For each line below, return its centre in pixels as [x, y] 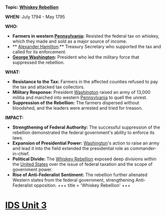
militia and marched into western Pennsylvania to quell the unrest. [80, 97]
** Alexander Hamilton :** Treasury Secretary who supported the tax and [87, 46]
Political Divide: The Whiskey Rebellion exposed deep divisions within [84, 159]
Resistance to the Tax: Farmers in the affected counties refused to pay [85, 82]
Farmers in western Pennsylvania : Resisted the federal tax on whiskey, [86, 36]
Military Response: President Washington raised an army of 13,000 [81, 92]
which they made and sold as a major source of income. [70, 41]
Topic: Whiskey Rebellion [32, 7]
